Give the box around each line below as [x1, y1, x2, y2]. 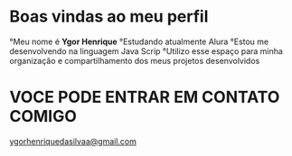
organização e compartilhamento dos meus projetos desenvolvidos [9, 55, 260, 66]
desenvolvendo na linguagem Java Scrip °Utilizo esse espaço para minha [9, 45, 283, 56]
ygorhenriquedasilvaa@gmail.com [9, 135, 137, 146]
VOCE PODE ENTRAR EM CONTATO [9, 87, 280, 107]
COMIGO [9, 106, 77, 127]
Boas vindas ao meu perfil [9, 6, 209, 27]
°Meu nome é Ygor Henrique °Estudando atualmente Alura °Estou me [9, 36, 269, 47]
